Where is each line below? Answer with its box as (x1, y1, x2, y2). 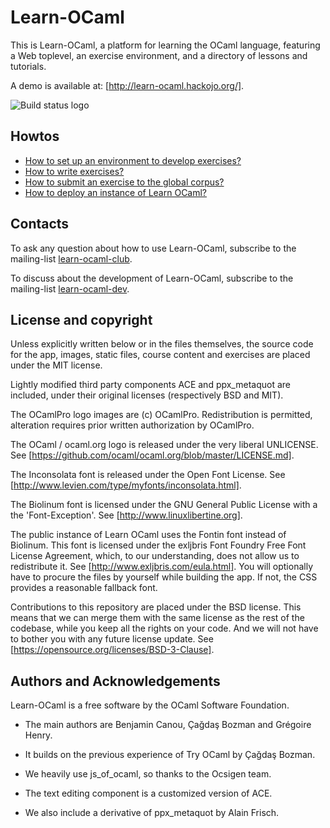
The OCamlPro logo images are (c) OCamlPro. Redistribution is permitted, (10, 409, 313, 421)
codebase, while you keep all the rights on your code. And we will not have (10, 622, 319, 635)
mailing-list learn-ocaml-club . (10, 252, 133, 265)
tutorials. (10, 60, 47, 72)
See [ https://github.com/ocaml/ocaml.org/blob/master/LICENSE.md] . (10, 449, 295, 461)
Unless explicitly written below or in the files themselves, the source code (10, 338, 314, 350)
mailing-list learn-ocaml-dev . (10, 282, 130, 295)
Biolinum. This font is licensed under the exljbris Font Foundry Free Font (10, 539, 307, 551)
